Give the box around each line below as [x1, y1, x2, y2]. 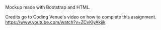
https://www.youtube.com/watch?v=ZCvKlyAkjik [5, 19, 106, 25]
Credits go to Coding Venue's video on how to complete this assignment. [5, 14, 156, 19]
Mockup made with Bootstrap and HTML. [5, 4, 91, 10]
